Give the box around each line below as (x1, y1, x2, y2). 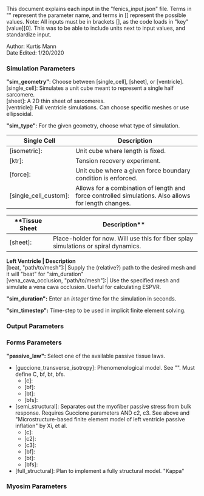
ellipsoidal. (6, 110, 33, 118)
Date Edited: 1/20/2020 (6, 49, 64, 56)
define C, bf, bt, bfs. (15, 370, 66, 378)
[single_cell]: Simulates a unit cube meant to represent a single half (6, 84, 174, 92)
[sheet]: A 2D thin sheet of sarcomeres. (6, 97, 105, 105)
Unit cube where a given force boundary (75, 166, 191, 175)
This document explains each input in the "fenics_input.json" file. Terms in (6, 5, 192, 12)
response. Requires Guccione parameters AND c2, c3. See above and (15, 409, 190, 416)
